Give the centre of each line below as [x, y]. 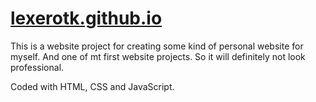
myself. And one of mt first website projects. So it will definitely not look [158, 56]
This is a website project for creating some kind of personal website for [157, 46]
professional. [37, 67]
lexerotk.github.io [86, 18]
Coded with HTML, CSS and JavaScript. [92, 86]
